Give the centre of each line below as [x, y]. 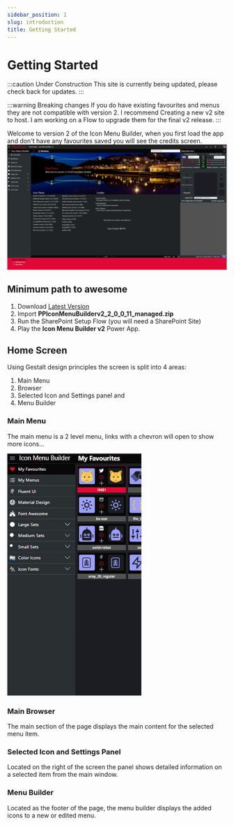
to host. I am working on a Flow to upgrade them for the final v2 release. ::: [114, 120]
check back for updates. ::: [46, 92]
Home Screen [37, 350]
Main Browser [31, 711]
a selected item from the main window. [63, 775]
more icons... [26, 444]
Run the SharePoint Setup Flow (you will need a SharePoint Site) [109, 321]
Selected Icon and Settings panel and [71, 395]
